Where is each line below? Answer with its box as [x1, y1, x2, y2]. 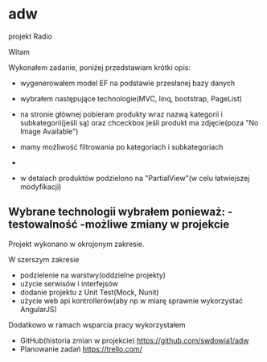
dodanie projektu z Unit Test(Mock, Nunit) [19, 287, 159, 297]
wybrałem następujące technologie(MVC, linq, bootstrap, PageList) [19, 93, 243, 103]
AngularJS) [19, 304, 58, 314]
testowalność [8, 218, 78, 232]
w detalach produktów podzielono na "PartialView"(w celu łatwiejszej [19, 173, 250, 183]
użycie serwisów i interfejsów [19, 278, 118, 288]
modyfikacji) [19, 182, 62, 191]
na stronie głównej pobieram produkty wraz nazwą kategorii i [19, 109, 224, 119]
